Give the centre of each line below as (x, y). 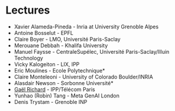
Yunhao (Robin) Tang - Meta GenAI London (67, 96)
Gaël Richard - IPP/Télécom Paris (54, 89)
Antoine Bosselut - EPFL (43, 32)
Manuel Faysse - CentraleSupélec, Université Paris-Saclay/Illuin (92, 51)
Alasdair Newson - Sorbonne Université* (64, 83)
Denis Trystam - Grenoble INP (51, 102)
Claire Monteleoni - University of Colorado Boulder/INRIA (83, 77)
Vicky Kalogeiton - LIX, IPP (47, 64)
